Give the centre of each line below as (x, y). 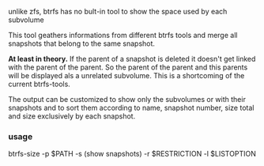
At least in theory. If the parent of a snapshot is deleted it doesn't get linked (132, 59)
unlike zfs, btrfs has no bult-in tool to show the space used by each (118, 11)
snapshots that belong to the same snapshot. (82, 43)
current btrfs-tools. (40, 84)
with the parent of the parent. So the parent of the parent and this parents (128, 67)
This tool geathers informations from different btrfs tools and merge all (123, 35)
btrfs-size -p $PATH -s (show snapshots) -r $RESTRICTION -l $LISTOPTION (132, 154)
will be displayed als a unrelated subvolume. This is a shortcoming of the (126, 75)
